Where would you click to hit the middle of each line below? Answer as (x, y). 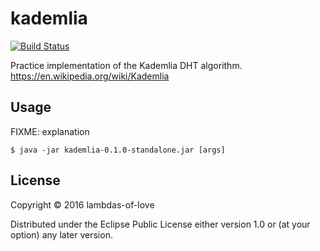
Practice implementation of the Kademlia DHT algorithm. (126, 65)
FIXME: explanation (50, 131)
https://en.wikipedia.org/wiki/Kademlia (90, 76)
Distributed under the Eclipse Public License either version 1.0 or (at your (160, 224)
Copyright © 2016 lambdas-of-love (82, 204)
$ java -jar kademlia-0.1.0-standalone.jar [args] (118, 150)
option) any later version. (61, 234)
